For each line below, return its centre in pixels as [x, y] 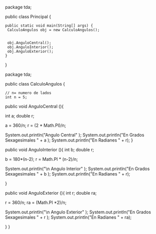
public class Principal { [28, 16]
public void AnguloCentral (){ [34, 106]
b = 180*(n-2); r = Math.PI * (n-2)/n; [42, 159]
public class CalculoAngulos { [35, 84]
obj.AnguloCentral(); [29, 43]
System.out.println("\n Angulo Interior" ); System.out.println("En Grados [78, 169]
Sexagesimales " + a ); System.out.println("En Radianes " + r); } [69, 140]
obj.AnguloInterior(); [30, 47]
